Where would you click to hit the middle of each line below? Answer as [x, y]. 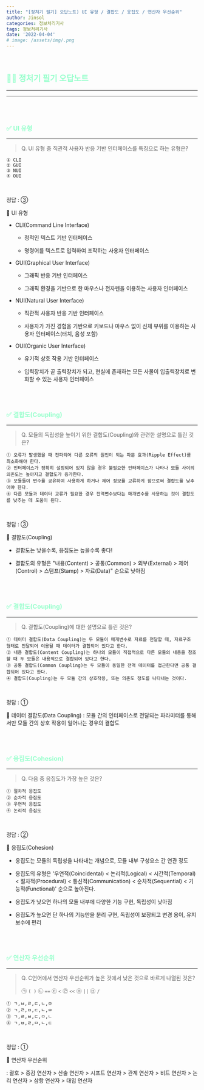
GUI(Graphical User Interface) [52, 263]
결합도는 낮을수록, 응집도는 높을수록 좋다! [64, 550]
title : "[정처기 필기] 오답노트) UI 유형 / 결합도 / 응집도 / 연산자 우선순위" [94, 12]
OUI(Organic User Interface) [50, 346]
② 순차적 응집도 [24, 798]
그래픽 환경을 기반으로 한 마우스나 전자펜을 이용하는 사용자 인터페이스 [106, 289]
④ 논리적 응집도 [24, 811]
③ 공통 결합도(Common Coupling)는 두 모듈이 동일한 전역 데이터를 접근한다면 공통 [98, 665]
